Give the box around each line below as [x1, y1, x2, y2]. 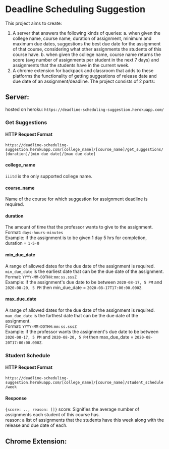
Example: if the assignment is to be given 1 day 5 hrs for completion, [5, 235, 147, 241]
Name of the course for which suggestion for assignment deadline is [5, 196, 148, 202]
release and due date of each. [5, 422, 68, 428]
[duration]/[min [5, 151, 39, 156]
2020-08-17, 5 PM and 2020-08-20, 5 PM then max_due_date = [5, 334, 134, 340]
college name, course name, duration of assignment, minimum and [12, 35, 152, 41]
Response [5, 395, 27, 401]
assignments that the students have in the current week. [12, 62, 130, 68]
